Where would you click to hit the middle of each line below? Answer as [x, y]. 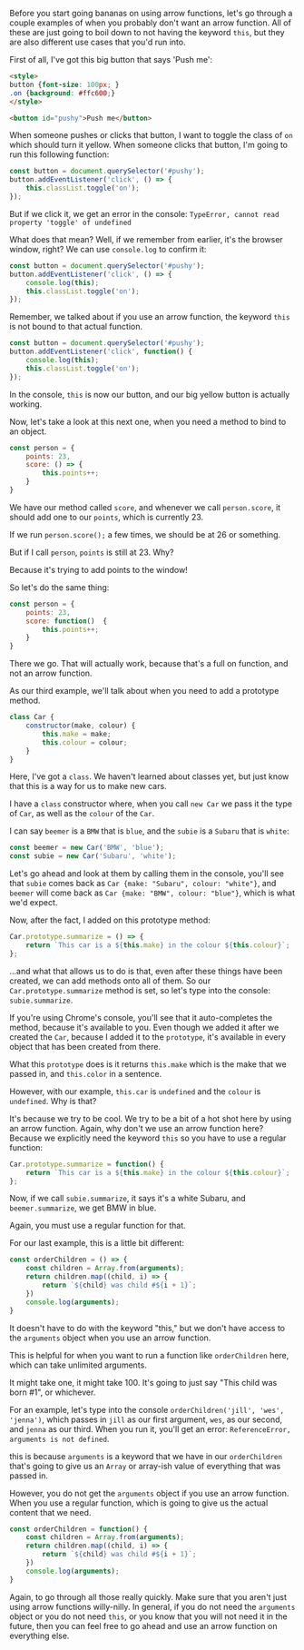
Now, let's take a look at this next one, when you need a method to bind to [148, 421]
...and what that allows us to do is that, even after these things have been [146, 971]
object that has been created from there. [85, 1046]
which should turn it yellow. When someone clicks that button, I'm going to [149, 145]
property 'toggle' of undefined [70, 222]
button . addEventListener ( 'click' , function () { [101, 352]
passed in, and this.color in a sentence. [86, 1073]
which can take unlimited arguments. [78, 1365]
